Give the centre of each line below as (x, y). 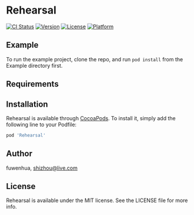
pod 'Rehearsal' (26, 135)
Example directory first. (34, 65)
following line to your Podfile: (41, 124)
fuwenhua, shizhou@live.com (42, 168)
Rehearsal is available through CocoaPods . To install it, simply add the (91, 118)
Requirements (32, 84)
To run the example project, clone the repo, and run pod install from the (95, 59)
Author (19, 154)
